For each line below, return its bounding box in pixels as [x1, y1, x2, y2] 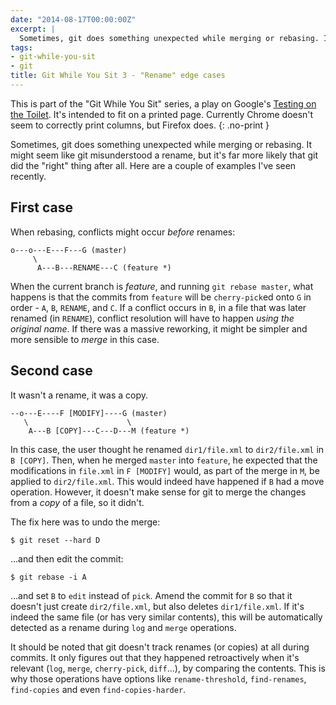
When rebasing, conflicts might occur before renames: [10, 226, 236, 238]
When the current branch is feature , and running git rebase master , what [10, 280, 314, 292]
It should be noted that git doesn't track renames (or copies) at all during [10, 641, 310, 653]
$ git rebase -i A [10, 572, 87, 582]
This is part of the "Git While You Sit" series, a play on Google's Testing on [10, 97, 317, 110]
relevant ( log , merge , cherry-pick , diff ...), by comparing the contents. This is [10, 662, 326, 674]
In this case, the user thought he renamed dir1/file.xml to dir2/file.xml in [10, 443, 325, 455]
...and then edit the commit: [10, 552, 124, 565]
